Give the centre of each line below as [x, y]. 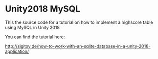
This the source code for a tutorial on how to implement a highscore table [79, 22]
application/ [17, 51]
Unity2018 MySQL [43, 9]
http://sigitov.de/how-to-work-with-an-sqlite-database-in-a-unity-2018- [78, 46]
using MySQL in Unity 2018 [33, 27]
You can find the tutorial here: [35, 37]
